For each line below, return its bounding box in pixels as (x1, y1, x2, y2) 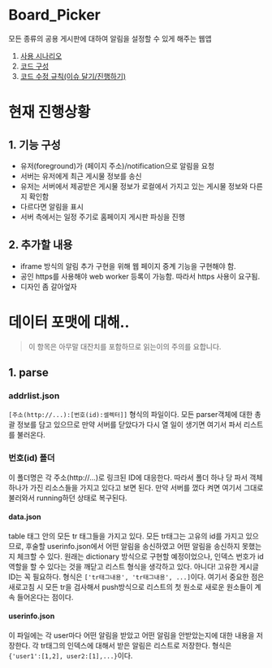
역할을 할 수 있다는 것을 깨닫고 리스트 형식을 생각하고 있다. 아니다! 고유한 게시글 (8, 561, 260, 571)
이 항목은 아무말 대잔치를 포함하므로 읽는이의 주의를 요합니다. (28, 341, 222, 351)
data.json (8, 512, 41, 522)
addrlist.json (8, 390, 60, 401)
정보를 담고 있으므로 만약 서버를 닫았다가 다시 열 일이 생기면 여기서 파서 (16, 420, 242, 429)
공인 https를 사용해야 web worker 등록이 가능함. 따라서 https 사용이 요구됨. (19, 271, 261, 281)
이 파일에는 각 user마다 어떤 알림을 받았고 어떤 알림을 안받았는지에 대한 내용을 (8, 631, 255, 640)
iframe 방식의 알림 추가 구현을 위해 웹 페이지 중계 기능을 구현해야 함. (19, 261, 237, 270)
